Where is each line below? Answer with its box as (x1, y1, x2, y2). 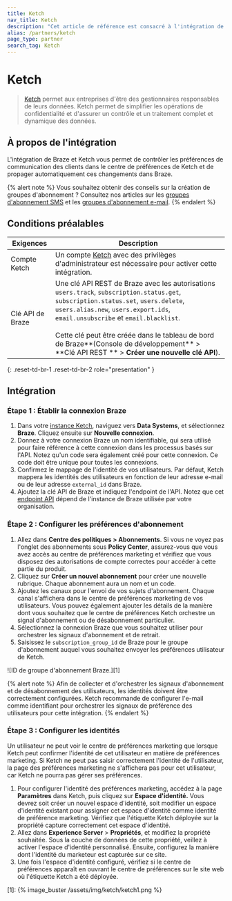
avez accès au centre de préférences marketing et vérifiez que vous (17, 550, 212, 558)
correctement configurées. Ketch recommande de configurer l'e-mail (7, 694, 204, 702)
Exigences (12, 238, 48, 248)
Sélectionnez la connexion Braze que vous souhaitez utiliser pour (17, 623, 204, 632)
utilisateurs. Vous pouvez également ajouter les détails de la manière (17, 601, 213, 610)
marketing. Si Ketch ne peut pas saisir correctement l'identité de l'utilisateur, (7, 756, 224, 764)
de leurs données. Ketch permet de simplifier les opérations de (23, 101, 204, 110)
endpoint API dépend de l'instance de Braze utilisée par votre (17, 495, 192, 503)
